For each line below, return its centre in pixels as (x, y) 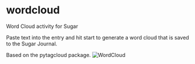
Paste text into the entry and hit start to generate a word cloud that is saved (98, 37)
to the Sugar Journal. (32, 44)
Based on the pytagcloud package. (49, 55)
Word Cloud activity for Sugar (42, 26)
